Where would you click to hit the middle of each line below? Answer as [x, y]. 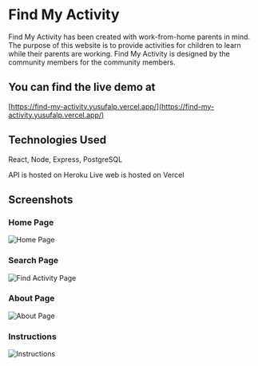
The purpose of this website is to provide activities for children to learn [125, 45]
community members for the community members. [92, 62]
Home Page [31, 222]
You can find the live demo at [82, 87]
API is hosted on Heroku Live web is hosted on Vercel [96, 175]
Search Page [34, 261]
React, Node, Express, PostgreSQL [65, 159]
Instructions [33, 336]
